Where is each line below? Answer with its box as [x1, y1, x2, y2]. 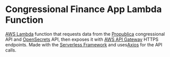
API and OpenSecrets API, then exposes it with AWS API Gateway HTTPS [5, 36, 159, 42]
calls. [5, 47, 17, 53]
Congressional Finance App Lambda [5, 4, 162, 15]
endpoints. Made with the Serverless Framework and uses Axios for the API [5, 41, 163, 47]
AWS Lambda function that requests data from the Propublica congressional [5, 31, 165, 37]
